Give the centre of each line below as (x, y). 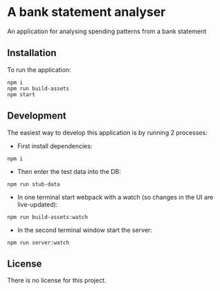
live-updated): (37, 204)
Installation (32, 53)
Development (37, 116)
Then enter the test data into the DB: (69, 171)
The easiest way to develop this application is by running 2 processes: (107, 132)
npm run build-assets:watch (48, 217)
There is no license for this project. (57, 281)
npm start (21, 94)
